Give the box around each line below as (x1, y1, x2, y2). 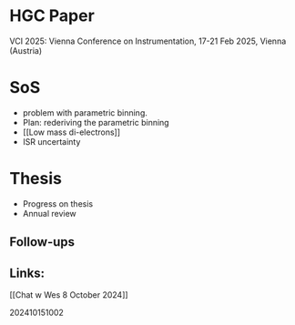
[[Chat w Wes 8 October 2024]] (9, 289, 129, 300)
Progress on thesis (22, 198, 94, 209)
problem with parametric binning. (22, 107, 147, 118)
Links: (9, 265, 46, 280)
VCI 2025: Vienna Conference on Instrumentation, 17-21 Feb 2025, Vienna (9, 36, 287, 46)
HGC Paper (9, 5, 96, 26)
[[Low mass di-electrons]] (22, 127, 121, 137)
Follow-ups (9, 234, 76, 250)
